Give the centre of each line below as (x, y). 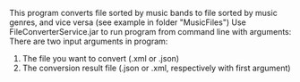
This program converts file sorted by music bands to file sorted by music (143, 13)
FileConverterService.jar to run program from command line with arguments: (150, 32)
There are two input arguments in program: (89, 41)
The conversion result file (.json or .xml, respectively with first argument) (156, 68)
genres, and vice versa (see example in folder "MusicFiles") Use (128, 22)
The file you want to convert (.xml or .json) (101, 58)
